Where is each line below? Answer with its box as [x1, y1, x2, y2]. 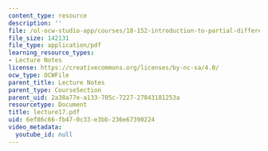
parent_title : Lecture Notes [8, 78, 105, 86]
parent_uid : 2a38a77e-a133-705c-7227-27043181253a [8, 93, 180, 101]
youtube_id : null [15, 130, 73, 138]
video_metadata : [8, 123, 62, 131]
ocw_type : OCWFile [8, 71, 69, 79]
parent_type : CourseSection [8, 85, 102, 94]
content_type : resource [8, 11, 88, 20]
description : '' [8, 19, 62, 27]
